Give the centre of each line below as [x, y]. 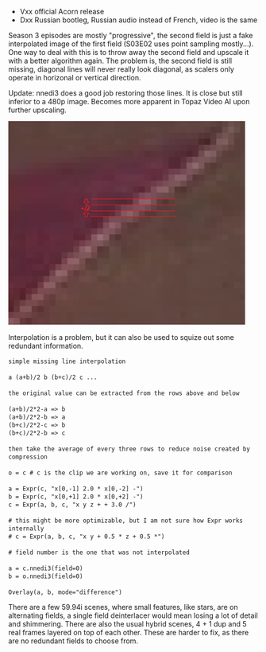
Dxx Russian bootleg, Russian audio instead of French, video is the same [139, 20]
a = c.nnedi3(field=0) [46, 568]
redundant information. [46, 346]
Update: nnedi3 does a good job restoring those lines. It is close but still [126, 93]
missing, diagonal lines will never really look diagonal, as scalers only [121, 69]
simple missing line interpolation [67, 361]
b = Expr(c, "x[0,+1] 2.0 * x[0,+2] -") [76, 497]
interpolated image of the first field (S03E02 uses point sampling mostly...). [131, 44]
